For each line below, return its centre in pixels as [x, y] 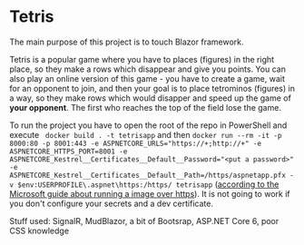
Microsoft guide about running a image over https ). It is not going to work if [150, 193]
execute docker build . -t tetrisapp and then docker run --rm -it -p [146, 134]
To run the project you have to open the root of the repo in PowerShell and [148, 125]
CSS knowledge [39, 230]
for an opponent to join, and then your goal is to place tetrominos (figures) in [152, 88]
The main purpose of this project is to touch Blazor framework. [127, 42]
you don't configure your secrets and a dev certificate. [111, 203]
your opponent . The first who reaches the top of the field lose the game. [145, 107]
